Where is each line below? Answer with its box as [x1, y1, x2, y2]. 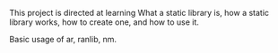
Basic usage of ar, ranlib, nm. [9, 34, 117, 44]
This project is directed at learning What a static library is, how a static [9, 8, 270, 18]
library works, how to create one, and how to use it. [9, 17, 200, 27]
